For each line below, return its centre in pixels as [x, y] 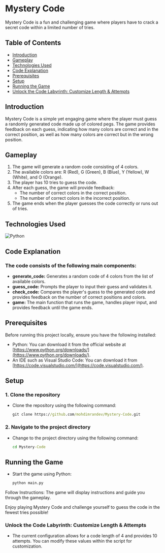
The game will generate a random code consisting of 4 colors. [75, 167]
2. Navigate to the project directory [48, 427]
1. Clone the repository [33, 395]
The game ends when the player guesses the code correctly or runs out [85, 203]
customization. [27, 546]
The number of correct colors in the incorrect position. [75, 198]
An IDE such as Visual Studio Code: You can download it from [75, 360]
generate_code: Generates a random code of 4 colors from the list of [83, 276]
